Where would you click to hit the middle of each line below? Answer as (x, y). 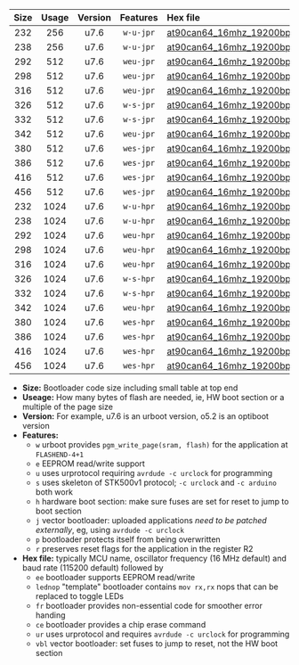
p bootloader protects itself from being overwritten (128, 539)
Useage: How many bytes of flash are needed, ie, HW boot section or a (153, 397)
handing (50, 615)
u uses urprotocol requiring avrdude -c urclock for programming (154, 473)
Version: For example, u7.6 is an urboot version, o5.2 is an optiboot (145, 416)
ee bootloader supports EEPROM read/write (115, 577)
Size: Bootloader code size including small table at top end (130, 388)
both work (54, 492)
